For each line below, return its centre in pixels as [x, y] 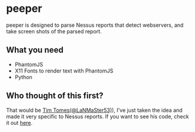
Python [23, 77]
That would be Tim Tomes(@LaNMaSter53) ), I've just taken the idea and [94, 110]
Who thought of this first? [55, 96]
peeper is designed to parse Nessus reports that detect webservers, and [95, 25]
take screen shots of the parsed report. [54, 31]
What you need [35, 50]
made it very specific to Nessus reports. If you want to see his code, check [97, 116]
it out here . [19, 122]
